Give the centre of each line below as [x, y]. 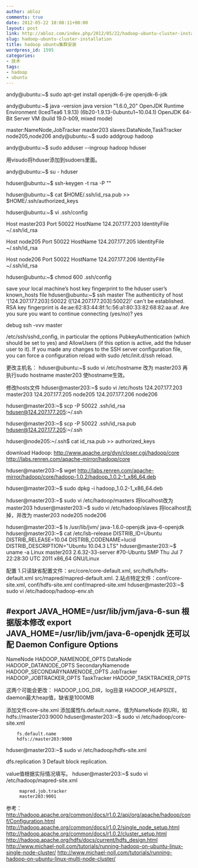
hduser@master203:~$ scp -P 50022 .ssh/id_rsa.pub [71, 424]
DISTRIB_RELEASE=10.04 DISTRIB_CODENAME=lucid [71, 540]
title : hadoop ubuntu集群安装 [41, 45]
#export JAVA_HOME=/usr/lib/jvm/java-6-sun [93, 611]
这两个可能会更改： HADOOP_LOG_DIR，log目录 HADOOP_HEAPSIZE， [93, 690]
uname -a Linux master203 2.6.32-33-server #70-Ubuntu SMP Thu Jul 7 [94, 552]
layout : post [22, 28]
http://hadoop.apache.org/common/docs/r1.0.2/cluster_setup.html [86, 833]
